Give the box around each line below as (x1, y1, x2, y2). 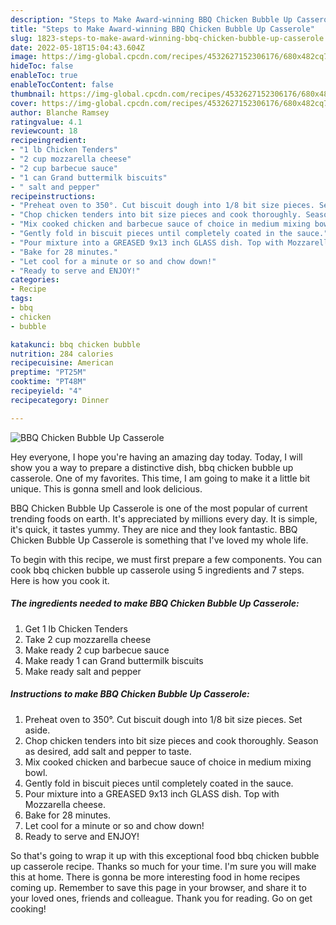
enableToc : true (10, 71, 78, 81)
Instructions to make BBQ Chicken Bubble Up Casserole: (10, 688, 250, 700)
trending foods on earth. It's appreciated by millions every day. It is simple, (10, 512, 318, 525)
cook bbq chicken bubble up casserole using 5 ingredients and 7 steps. (10, 564, 305, 576)
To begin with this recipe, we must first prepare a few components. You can (10, 553, 323, 565)
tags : (10, 294, 33, 304)
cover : (10, 98, 38, 108)
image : (10, 52, 38, 62)
